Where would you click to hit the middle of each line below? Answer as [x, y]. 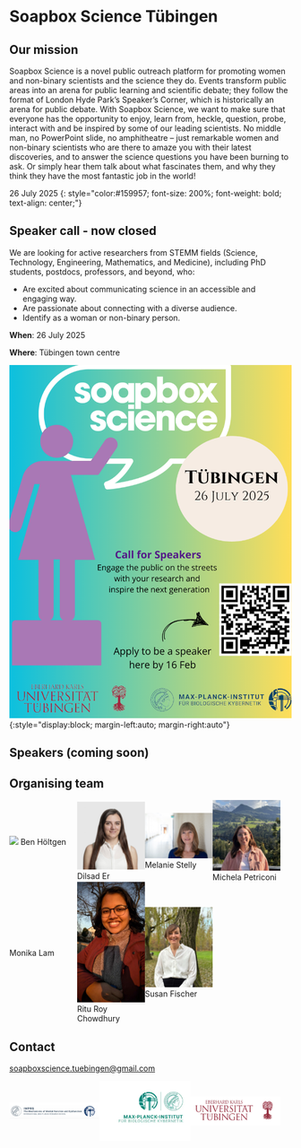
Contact [32, 1047]
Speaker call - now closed [83, 231]
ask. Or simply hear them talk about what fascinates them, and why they [142, 166]
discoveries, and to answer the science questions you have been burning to [149, 157]
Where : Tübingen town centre [65, 352]
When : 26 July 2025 [47, 335]
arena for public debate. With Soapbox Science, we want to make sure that [147, 109]
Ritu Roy [92, 1009]
